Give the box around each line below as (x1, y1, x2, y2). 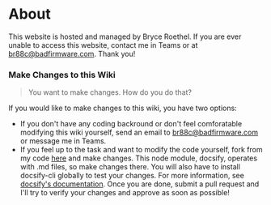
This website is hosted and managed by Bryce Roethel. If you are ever (8, 32, 242, 41)
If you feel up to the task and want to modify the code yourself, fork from (19, 145, 263, 155)
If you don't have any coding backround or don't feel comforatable (19, 119, 243, 129)
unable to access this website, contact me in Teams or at (8, 40, 198, 49)
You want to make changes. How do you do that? (28, 88, 193, 97)
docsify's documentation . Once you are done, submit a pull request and (19, 179, 260, 189)
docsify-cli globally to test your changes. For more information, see (19, 171, 244, 181)
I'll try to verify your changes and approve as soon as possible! (19, 188, 231, 198)
